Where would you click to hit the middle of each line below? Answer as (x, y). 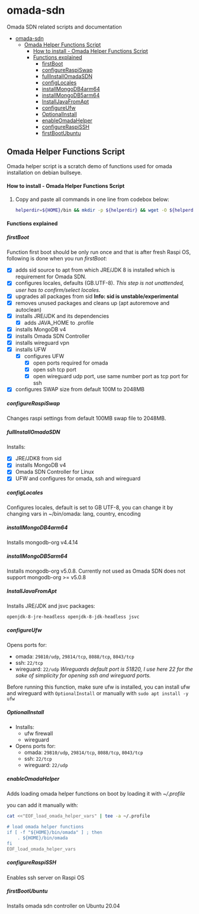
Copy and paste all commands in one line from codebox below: (92, 199)
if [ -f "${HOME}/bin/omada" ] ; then (54, 833)
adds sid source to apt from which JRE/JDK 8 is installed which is (95, 270)
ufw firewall (38, 734)
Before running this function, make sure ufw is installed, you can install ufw (98, 687)
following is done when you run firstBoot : (57, 259)
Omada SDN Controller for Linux (54, 472)
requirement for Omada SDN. (51, 277)
